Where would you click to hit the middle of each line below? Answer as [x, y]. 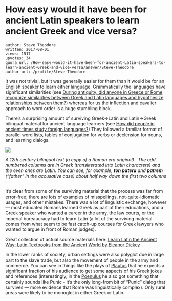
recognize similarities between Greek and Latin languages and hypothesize [84, 97]
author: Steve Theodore [31, 45]
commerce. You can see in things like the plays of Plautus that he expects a [85, 265]
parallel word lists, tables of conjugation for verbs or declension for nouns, [84, 135]
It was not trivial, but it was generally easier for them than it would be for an [85, 81]
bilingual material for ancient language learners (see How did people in [80, 123]
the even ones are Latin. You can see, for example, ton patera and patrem [84, 170]
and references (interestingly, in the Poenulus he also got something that [82, 276]
